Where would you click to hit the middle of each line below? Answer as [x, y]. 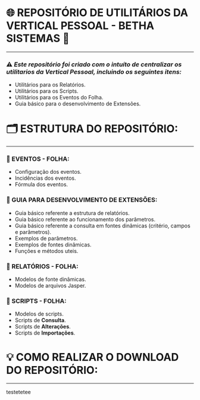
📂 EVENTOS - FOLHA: [38, 159]
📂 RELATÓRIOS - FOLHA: [42, 266]
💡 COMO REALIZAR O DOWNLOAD [93, 357]
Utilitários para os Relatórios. [50, 85]
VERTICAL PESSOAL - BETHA [80, 26]
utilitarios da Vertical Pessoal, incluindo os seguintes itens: [94, 71]
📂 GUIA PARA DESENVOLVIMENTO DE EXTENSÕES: [82, 200]
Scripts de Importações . [45, 333]
